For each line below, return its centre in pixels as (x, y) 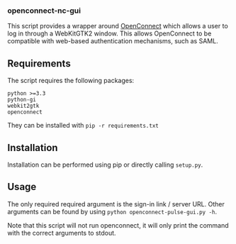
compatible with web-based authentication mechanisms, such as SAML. (113, 41)
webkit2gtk (23, 106)
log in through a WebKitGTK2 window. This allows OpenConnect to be (109, 33)
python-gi (22, 100)
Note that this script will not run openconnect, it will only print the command (118, 225)
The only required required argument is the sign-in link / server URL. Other (116, 204)
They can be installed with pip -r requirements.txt (83, 126)
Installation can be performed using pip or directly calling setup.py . (105, 165)
